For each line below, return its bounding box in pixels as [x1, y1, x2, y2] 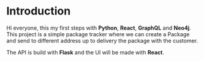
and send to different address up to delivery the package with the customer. [6, 37, 198, 44]
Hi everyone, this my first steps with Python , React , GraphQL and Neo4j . [6, 24, 191, 31]
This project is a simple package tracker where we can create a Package [6, 30, 190, 37]
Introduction [6, 4, 71, 18]
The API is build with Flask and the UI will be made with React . [6, 48, 164, 56]
